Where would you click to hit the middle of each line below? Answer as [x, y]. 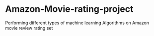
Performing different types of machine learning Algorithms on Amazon [77, 23]
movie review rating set [29, 28]
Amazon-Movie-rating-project [69, 9]
